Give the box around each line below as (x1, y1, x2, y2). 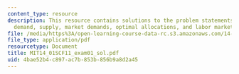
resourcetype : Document (7, 43, 78, 50)
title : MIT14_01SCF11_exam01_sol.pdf (7, 50, 119, 57)
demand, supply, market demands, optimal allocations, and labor (14, 23, 212, 30)
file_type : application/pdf (7, 37, 91, 44)
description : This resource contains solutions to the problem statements (7, 17, 234, 24)
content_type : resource (7, 10, 78, 18)
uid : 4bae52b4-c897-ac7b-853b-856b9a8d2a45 (7, 56, 139, 63)
